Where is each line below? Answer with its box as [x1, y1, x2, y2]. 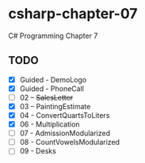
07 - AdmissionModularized [19, 128, 111, 138]
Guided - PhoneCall [19, 84, 85, 93]
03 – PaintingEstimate [19, 101, 91, 111]
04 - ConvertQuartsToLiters [19, 111, 110, 119]
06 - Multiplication [19, 119, 81, 129]
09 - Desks [19, 146, 57, 156]
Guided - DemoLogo [19, 74, 87, 84]
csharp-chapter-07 [8, 5, 138, 23]
